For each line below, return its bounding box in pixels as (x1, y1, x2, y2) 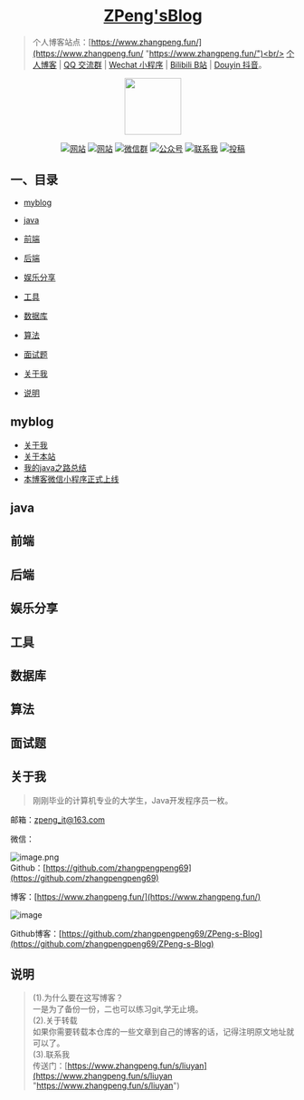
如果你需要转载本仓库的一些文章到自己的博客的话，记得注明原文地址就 (32, 1027, 295, 1037)
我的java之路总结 (23, 462, 87, 472)
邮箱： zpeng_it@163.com (10, 813, 106, 825)
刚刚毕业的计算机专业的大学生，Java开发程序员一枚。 (32, 794, 233, 805)
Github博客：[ (10, 928, 62, 939)
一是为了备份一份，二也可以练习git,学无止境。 (32, 1004, 204, 1015)
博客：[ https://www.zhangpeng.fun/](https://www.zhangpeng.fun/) (10, 891, 261, 902)
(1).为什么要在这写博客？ (32, 992, 124, 1003)
